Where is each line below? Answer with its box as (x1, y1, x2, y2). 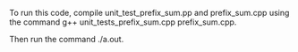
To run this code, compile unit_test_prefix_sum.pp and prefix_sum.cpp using (9, 8, 290, 18)
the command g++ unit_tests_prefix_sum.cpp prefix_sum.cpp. (9, 17, 237, 27)
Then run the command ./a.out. (9, 34, 124, 44)
